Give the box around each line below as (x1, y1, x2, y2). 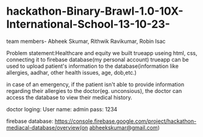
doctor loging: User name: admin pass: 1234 (6, 105, 118, 113)
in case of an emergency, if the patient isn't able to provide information (6, 81, 185, 88)
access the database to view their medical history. (6, 94, 133, 101)
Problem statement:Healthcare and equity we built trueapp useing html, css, (6, 49, 198, 56)
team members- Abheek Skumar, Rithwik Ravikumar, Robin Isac (6, 37, 166, 45)
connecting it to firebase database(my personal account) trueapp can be (6, 56, 189, 63)
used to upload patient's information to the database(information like (6, 62, 179, 70)
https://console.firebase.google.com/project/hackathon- (54, 117, 197, 125)
